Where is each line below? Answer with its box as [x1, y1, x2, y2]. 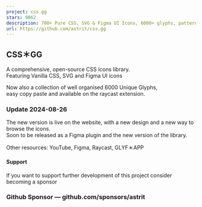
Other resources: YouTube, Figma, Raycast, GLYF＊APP [6, 144, 144, 151]
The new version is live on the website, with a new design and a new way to [6, 119, 194, 126]
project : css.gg [6, 8, 47, 15]
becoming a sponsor [6, 178, 58, 185]
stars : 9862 [6, 14, 36, 20]
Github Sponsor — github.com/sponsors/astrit [6, 193, 145, 202]
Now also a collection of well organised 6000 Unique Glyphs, [6, 84, 158, 91]
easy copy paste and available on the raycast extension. [6, 90, 145, 97]
